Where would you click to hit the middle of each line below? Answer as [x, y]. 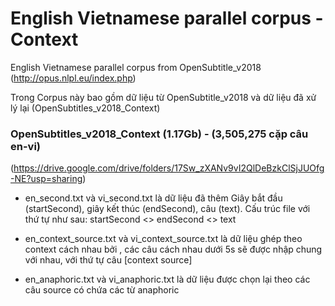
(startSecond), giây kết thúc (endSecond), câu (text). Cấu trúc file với [167, 209]
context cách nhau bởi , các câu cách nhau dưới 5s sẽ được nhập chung [173, 249]
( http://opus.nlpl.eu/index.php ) [73, 78]
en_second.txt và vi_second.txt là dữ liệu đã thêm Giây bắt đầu [153, 198]
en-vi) [25, 146]
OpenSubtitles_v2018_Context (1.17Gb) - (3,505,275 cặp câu [159, 134]
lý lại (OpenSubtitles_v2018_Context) [85, 108]
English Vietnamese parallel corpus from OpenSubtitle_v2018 [136, 67]
